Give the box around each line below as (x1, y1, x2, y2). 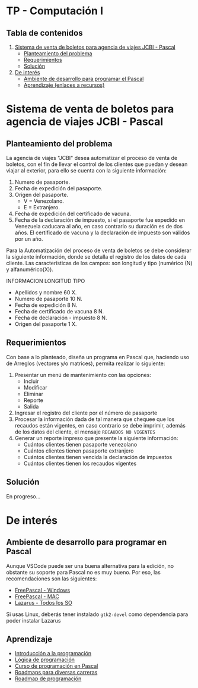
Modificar (23, 384, 47, 391)
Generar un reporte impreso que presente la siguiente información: (14, 434, 178, 441)
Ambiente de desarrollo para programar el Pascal (23, 76, 144, 82)
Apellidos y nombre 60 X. (14, 289, 77, 296)
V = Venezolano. (23, 197, 64, 205)
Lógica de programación (14, 656, 75, 664)
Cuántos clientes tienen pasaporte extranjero (23, 447, 134, 454)
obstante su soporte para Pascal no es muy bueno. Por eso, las (6, 568, 161, 576)
